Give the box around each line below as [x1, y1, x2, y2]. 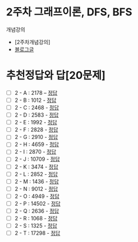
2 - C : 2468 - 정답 [14, 104, 59, 111]
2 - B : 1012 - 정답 [14, 97, 57, 104]
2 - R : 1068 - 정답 [14, 214, 58, 221]
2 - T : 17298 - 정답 [14, 230, 60, 237]
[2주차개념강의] [14, 38, 51, 45]
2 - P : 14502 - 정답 [14, 200, 60, 207]
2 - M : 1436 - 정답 [14, 178, 59, 185]
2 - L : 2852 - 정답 [14, 170, 58, 177]
